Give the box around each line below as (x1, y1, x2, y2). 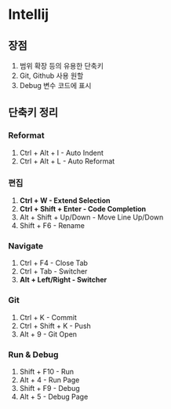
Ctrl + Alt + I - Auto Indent (19, 148, 104, 157)
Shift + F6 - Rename (19, 220, 85, 230)
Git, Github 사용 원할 (19, 71, 84, 80)
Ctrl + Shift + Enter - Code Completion (19, 204, 147, 213)
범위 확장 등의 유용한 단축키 (19, 61, 104, 70)
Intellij (8, 6, 49, 24)
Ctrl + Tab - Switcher (19, 267, 88, 276)
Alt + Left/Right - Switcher (19, 275, 107, 285)
